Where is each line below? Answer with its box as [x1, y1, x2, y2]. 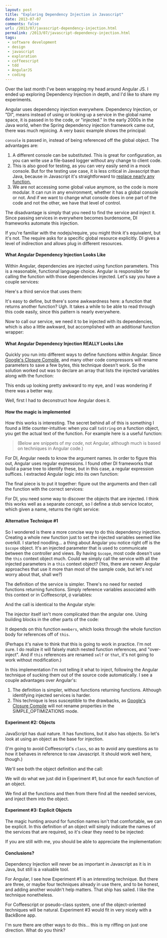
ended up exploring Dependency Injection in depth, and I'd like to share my [5, 91, 160, 97]
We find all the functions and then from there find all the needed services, [5, 790, 157, 796]
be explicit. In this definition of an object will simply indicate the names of [5, 824, 156, 830]
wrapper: [5, 329, 24, 335]
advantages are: [5, 142, 39, 148]
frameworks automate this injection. [5, 220, 79, 226]
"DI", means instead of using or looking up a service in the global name [5, 111, 151, 117]
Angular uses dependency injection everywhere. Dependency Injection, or [5, 106, 158, 112]
